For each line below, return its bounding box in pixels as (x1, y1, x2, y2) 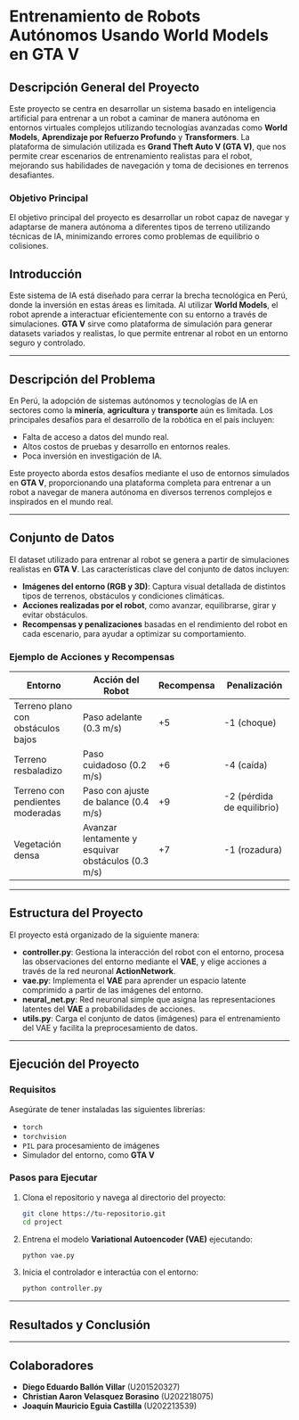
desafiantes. (9, 169, 55, 180)
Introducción (9, 266, 83, 282)
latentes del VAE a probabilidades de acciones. (21, 1003, 196, 1014)
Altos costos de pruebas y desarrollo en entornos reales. (21, 441, 231, 451)
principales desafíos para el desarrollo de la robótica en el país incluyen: (9, 414, 275, 425)
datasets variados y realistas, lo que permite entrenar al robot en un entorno (9, 328, 288, 339)
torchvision (21, 1132, 67, 1141)
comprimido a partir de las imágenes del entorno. (21, 984, 204, 995)
